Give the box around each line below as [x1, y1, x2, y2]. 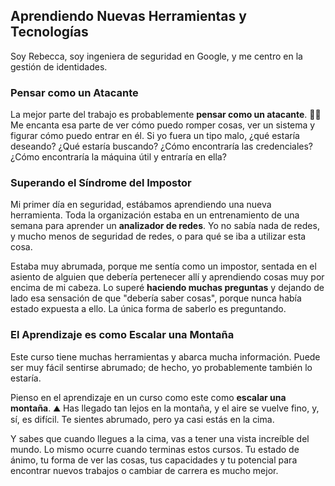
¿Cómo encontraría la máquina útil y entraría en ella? [10, 151, 227, 163]
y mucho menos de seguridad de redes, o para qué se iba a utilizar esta [10, 230, 307, 243]
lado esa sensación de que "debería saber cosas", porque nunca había [10, 292, 302, 304]
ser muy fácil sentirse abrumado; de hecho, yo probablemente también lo [10, 361, 313, 373]
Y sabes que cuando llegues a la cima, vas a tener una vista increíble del [10, 432, 310, 444]
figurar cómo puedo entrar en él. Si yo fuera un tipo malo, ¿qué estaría [10, 130, 300, 142]
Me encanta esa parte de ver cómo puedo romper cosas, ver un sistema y [10, 119, 316, 131]
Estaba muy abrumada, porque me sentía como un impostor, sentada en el [10, 260, 317, 273]
